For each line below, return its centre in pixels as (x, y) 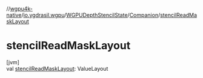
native (14, 15)
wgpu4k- (22, 9)
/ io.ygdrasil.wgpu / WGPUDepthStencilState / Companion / (91, 15)
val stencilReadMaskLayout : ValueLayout (57, 68)
